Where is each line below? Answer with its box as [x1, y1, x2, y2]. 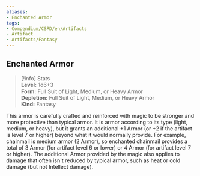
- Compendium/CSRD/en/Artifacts [6, 25, 87, 32]
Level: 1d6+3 [20, 81, 54, 88]
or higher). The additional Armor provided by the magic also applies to [6, 150, 180, 157]
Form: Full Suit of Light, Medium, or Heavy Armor [20, 88, 143, 95]
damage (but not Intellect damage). [6, 163, 94, 170]
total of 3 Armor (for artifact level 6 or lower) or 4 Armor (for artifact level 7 [6, 144, 191, 151]
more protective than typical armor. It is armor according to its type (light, [6, 118, 188, 126]
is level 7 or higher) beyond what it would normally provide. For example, [6, 131, 186, 138]
